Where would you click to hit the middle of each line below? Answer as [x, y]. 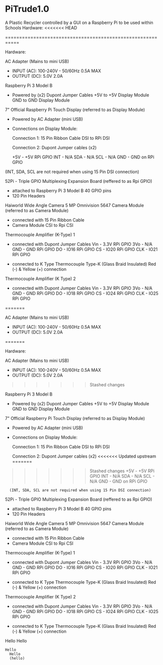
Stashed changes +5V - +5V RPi [122, 471]
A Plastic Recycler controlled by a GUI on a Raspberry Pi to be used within [79, 22]
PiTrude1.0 [27, 9]
